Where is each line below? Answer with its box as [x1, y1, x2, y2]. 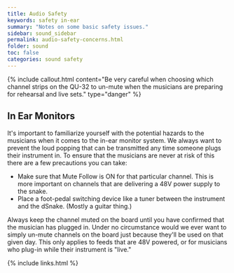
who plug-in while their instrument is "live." [7, 245, 132, 253]
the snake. [17, 187, 48, 195]
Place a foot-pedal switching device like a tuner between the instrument [17, 194, 226, 203]
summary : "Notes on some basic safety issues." [7, 23, 149, 30]
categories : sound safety [7, 56, 83, 63]
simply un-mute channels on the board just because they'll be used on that [7, 230, 224, 239]
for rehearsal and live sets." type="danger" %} [7, 90, 142, 98]
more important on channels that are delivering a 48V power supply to [17, 179, 221, 188]
